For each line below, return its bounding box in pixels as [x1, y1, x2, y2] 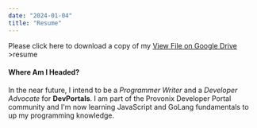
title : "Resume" [8, 19, 62, 27]
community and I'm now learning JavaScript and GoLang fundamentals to [8, 102, 249, 111]
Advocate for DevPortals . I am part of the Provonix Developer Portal [8, 93, 232, 103]
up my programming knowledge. [8, 111, 115, 120]
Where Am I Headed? [8, 68, 80, 77]
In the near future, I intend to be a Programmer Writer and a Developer [8, 85, 238, 95]
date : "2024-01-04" [8, 11, 73, 20]
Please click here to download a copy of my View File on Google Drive [8, 41, 238, 50]
